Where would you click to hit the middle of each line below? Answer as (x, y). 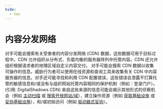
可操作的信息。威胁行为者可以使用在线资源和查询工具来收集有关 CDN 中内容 (81, 72)
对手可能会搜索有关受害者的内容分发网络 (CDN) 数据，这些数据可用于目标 (78, 54)
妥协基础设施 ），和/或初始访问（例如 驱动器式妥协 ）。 (57, 102)
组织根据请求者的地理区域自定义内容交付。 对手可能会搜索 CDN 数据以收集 (80, 66)
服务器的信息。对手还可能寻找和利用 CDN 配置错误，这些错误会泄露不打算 (79, 78)
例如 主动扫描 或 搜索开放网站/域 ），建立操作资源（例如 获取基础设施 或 (84, 96)
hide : (10, 9)
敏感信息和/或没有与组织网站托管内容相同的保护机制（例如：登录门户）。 (85, 84)
